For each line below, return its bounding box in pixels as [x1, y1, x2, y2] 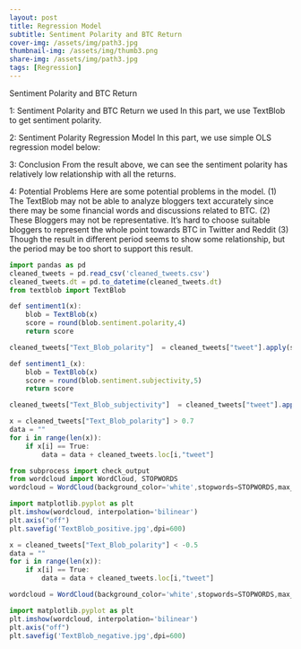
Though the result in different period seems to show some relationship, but [9, 233, 285, 244]
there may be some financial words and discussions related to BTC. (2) [9, 205, 271, 215]
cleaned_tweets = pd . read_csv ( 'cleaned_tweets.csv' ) [9, 268, 211, 278]
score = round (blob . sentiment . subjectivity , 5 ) [25, 376, 202, 385]
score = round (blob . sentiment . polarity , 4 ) [25, 319, 186, 328]
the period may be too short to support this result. [9, 243, 193, 254]
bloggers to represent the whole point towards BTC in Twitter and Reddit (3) [9, 224, 289, 234]
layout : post [9, 13, 58, 22]
